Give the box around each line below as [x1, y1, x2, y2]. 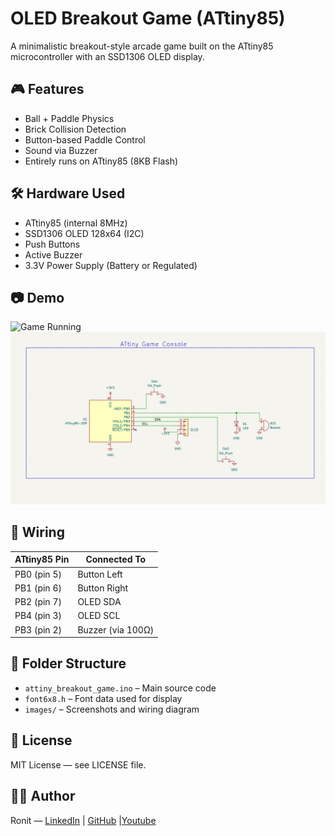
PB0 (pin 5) [14, 568, 62, 580]
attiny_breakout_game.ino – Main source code [24, 682, 217, 694]
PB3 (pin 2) [14, 623, 62, 636]
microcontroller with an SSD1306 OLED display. [10, 50, 205, 62]
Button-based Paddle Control [24, 133, 146, 146]
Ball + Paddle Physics [24, 112, 115, 124]
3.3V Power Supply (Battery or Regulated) [24, 259, 198, 271]
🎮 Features [10, 81, 85, 98]
